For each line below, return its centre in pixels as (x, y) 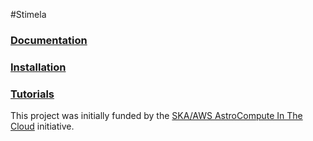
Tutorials (32, 94)
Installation (38, 67)
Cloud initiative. (42, 126)
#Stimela (28, 14)
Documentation (49, 40)
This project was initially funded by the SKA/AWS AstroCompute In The (156, 116)
